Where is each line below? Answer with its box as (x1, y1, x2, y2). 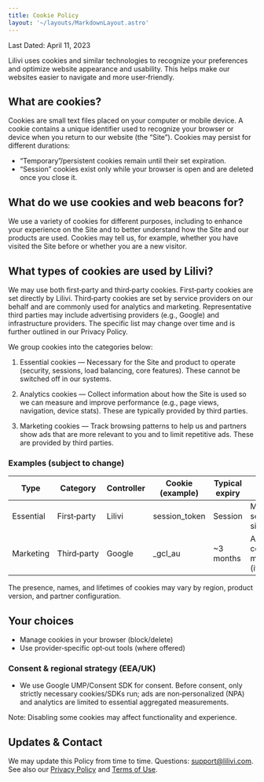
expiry (215, 488, 240, 499)
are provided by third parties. (19, 438, 114, 447)
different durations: (8, 141, 71, 150)
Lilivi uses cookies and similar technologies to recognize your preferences (8, 56, 248, 65)
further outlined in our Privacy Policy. (8, 327, 128, 336)
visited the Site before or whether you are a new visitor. (8, 241, 187, 251)
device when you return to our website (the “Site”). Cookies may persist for (8, 133, 251, 142)
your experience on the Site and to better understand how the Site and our (8, 225, 249, 234)
